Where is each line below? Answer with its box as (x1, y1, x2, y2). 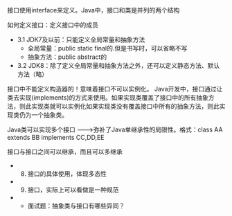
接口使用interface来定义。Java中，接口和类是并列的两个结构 (7, 6, 180, 14)
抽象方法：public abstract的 (27, 53, 107, 61)
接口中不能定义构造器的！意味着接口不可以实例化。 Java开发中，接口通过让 (7, 85, 223, 93)
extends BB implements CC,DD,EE (7, 134, 105, 141)
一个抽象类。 (30, 111, 68, 119)
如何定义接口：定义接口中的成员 (7, 21, 98, 29)
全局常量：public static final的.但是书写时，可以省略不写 (27, 44, 188, 52)
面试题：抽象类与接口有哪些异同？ (27, 201, 125, 210)
